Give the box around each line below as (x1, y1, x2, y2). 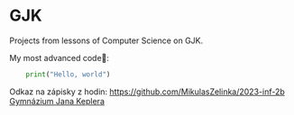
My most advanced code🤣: (9, 52, 110, 63)
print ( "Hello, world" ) (25, 69, 111, 79)
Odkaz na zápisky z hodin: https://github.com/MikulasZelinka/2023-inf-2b (9, 86, 286, 97)
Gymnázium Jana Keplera (9, 95, 106, 106)
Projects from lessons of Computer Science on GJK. (9, 35, 204, 46)
